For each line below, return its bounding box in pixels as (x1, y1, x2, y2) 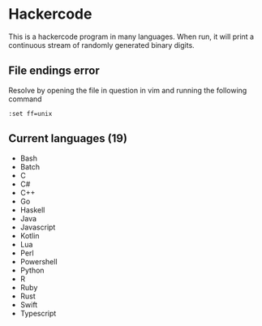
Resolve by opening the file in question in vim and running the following (8, 85, 247, 95)
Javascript (19, 222, 56, 232)
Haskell (19, 204, 45, 215)
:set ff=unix (8, 109, 53, 118)
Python (19, 265, 45, 275)
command (8, 94, 42, 104)
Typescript (19, 308, 57, 318)
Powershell (19, 256, 58, 266)
